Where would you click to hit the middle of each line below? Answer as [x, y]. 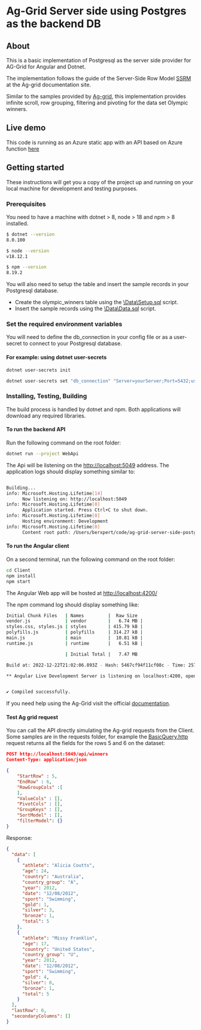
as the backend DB [54, 24]
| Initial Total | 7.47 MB [101, 654]
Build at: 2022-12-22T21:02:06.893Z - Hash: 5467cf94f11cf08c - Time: [96, 665]
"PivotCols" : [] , [40, 804]
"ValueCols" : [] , [40, 798]
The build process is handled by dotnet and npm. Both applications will [94, 409]
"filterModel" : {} [40, 821]
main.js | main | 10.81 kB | [75, 638]
